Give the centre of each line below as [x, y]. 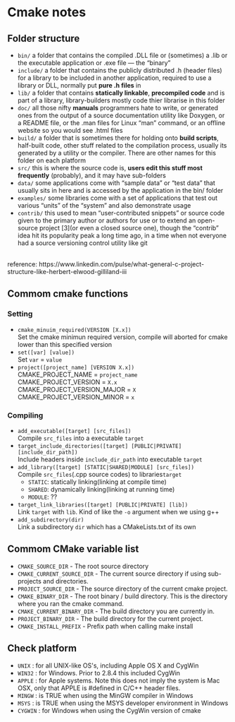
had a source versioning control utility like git [82, 243]
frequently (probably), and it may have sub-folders [92, 175]
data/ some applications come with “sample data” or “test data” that [116, 183]
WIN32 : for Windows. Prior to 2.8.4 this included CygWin [99, 673]
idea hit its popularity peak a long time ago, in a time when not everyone [122, 235]
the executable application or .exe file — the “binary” [94, 63]
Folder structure [44, 39]
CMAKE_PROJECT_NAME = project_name [77, 374]
